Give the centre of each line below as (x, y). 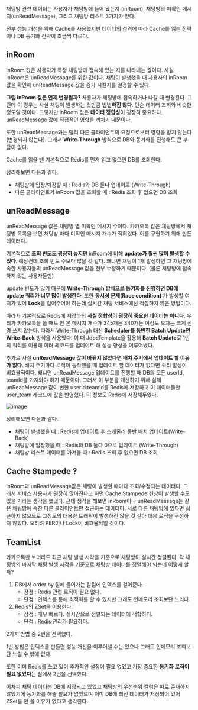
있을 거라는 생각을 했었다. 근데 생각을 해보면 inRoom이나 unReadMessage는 (95, 501)
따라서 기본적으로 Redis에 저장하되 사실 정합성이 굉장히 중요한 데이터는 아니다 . (96, 315)
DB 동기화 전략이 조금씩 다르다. (53, 36)
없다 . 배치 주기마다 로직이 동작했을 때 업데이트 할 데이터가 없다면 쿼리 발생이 (100, 365)
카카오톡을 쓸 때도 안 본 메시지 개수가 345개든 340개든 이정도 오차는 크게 (101, 323)
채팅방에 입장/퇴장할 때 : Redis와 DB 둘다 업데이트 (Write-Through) (93, 185)
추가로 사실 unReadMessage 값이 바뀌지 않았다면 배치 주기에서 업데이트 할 (92, 357)
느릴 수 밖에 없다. (32, 654)
